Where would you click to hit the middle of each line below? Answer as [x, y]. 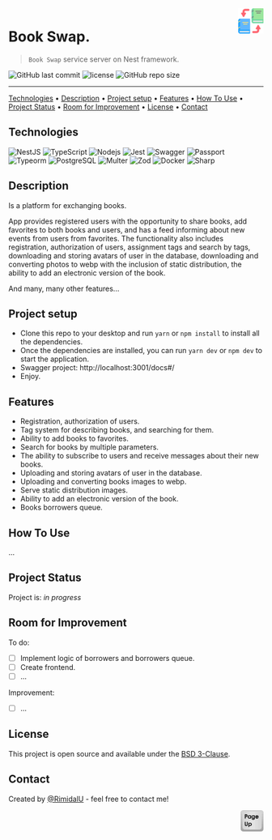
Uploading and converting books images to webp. [103, 482]
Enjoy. [30, 377]
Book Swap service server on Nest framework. [104, 59]
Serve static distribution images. [74, 490]
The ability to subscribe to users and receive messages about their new [139, 456]
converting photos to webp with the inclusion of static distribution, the [125, 264]
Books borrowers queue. [61, 507]
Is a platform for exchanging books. [68, 205]
